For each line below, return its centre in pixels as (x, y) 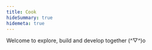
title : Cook (21, 12)
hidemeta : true (26, 23)
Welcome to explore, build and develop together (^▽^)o (76, 41)
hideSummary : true (29, 18)
